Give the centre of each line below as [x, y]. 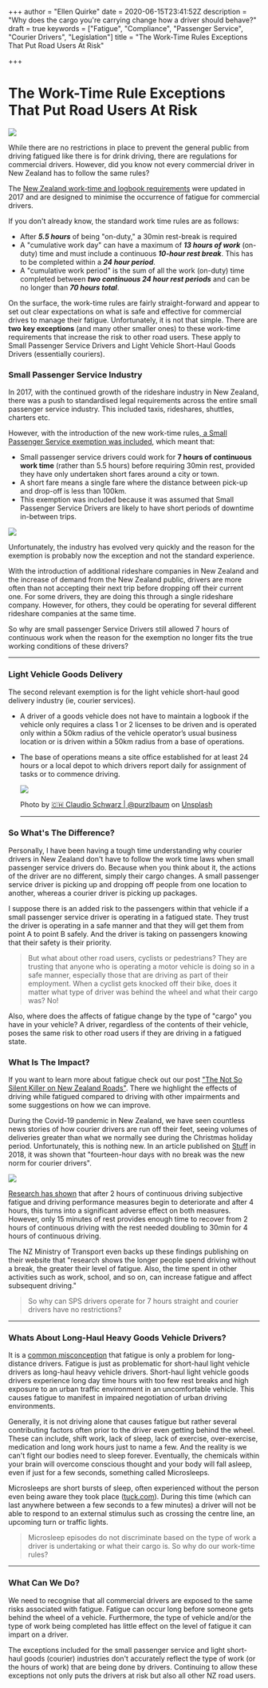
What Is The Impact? [49, 1062]
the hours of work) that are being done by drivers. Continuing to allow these [133, 1666]
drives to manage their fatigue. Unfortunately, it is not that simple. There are [133, 320]
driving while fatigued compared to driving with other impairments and [124, 1097]
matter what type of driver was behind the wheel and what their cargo [143, 992]
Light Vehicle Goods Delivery [66, 674]
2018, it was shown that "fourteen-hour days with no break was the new [127, 1154]
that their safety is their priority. [60, 942]
